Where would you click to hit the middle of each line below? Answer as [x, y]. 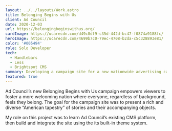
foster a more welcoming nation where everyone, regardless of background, [85, 96]
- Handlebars [24, 58]
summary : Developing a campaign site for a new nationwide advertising [83, 72]
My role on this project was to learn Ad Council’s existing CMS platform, [81, 117]
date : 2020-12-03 [24, 24]
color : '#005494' [24, 43]
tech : [11, 53]
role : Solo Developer [28, 48]
